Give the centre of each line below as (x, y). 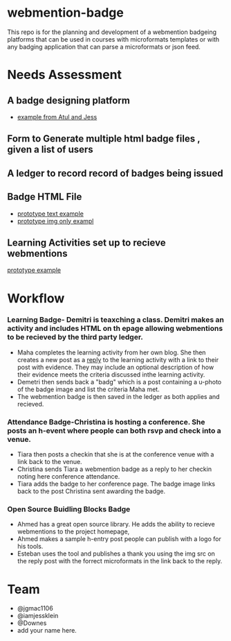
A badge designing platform (68, 100)
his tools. (30, 547)
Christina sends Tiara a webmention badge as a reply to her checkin (114, 469)
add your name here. (47, 631)
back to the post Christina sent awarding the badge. (91, 491)
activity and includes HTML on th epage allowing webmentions (115, 329)
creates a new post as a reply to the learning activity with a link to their (118, 359)
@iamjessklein (38, 616)
